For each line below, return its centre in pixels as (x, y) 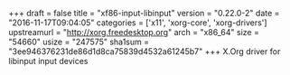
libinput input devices (48, 61)
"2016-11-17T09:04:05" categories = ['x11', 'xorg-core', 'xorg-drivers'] (138, 23)
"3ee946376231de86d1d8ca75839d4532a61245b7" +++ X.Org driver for (145, 52)
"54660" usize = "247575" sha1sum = (79, 42)
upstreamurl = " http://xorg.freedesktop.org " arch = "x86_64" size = (134, 32)
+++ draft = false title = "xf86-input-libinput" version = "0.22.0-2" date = (144, 13)
